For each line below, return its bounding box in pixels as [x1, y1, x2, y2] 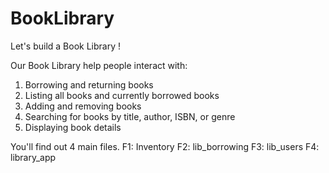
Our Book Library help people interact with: [10, 59, 188, 71]
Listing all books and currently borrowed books [24, 89, 220, 101]
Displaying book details [24, 121, 122, 133]
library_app [10, 151, 57, 163]
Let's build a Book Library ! [10, 40, 122, 52]
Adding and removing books [24, 100, 142, 112]
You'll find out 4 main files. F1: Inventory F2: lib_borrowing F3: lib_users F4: [10, 140, 320, 152]
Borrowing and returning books [24, 78, 154, 91]
